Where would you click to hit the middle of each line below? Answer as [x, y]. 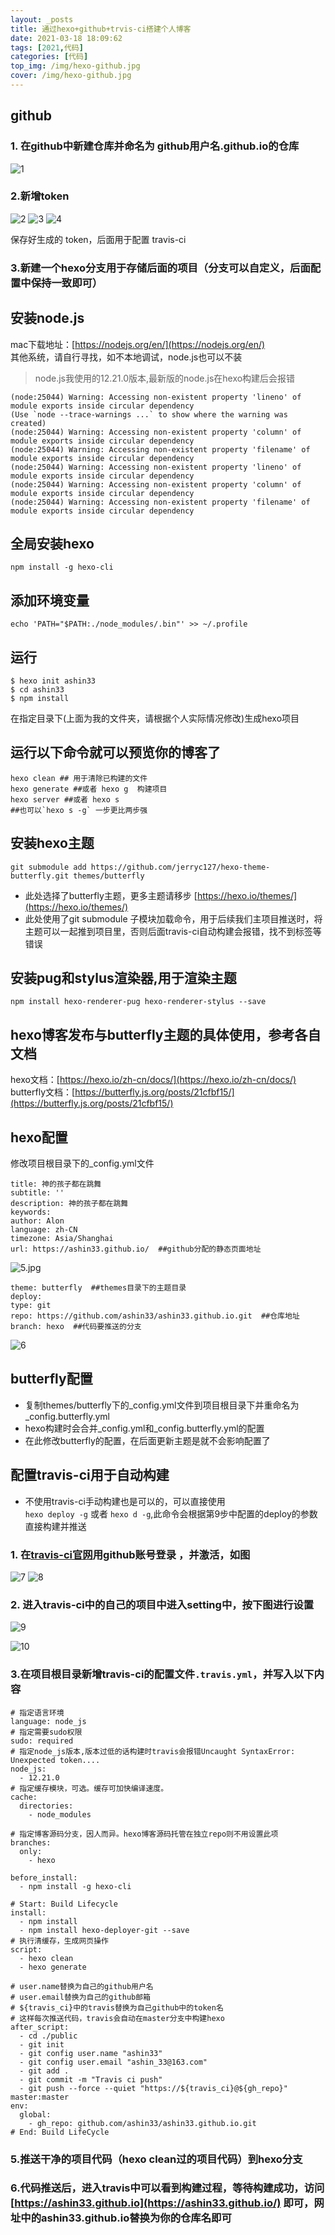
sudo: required [42, 1741]
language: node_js [48, 1721]
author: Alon [37, 1221]
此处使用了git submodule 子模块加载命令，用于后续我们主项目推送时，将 [173, 918]
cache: [24, 1797]
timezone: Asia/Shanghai [62, 1239]
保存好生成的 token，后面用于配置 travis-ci [98, 239]
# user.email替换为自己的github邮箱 [80, 1997]
